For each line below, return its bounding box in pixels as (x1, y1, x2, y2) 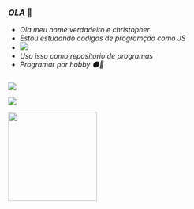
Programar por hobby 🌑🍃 (19, 59, 104, 70)
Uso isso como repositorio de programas (19, 51, 154, 61)
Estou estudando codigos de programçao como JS (19, 33, 187, 43)
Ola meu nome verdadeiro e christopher (19, 25, 150, 35)
